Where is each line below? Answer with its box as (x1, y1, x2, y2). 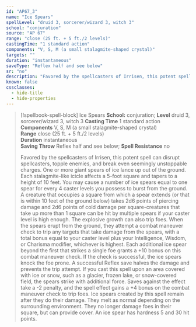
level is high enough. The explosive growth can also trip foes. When (20, 215, 184, 222)
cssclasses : (6, 85, 35, 91)
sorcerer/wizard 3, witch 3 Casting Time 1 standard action (20, 117, 160, 124)
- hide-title (11, 90, 43, 96)
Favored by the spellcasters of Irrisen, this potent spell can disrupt (20, 154, 180, 161)
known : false (6, 79, 38, 85)
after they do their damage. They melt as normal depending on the (20, 296, 180, 304)
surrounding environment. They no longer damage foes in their (20, 302, 171, 309)
